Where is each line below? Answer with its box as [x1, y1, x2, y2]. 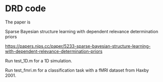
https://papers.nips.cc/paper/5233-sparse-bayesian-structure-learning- [5, 43, 151, 49]
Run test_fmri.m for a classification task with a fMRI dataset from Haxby [5, 67, 149, 73]
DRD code [5, 3, 46, 14]
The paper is [5, 19, 31, 25]
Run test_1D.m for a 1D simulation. [5, 58, 72, 63]
